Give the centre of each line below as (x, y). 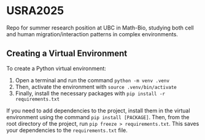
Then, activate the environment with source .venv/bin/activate (96, 87)
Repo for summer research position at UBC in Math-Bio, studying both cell (100, 28)
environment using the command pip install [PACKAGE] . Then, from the (98, 117)
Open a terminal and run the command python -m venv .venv (92, 80)
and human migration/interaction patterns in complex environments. (92, 34)
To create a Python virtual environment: (56, 68)
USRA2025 (35, 11)
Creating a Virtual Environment (67, 54)
